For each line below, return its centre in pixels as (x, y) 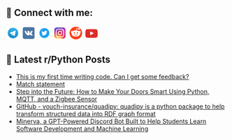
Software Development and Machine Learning (82, 128)
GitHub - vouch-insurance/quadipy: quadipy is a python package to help (120, 106)
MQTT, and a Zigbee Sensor (57, 99)
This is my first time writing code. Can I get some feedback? (102, 76)
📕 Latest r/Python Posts (58, 60)
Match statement (40, 84)
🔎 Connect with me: (49, 13)
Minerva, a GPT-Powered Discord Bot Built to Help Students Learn (111, 121)
